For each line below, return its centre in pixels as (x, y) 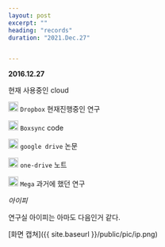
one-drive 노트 (43, 165)
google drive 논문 (48, 146)
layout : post (30, 15)
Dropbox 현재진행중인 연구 (60, 109)
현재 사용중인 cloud (38, 90)
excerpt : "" (28, 23)
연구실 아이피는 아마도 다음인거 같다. (64, 218)
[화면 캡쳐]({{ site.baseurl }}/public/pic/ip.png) (83, 234)
